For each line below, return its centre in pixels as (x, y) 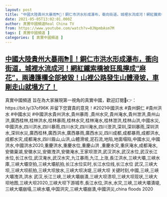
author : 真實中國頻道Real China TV (40, 24)
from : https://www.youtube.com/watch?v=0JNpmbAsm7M (60, 28)
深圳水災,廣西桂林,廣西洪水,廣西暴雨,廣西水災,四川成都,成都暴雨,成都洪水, (85, 133)
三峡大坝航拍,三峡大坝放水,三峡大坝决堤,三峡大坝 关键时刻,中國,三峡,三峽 (85, 170)
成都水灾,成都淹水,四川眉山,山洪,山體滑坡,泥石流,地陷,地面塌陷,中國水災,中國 (83, 139)
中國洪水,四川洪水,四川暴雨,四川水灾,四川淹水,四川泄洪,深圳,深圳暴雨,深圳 (80, 126)
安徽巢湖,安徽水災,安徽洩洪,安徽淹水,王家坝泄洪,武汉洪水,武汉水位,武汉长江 (82, 151)
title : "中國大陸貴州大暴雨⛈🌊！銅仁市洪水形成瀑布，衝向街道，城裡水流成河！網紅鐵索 (83, 14)
